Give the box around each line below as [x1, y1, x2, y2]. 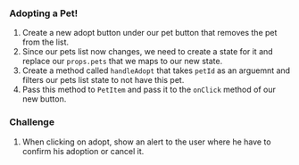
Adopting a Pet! [9, 7, 79, 20]
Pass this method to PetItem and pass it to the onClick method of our [21, 84, 277, 95]
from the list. [21, 37, 70, 47]
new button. [21, 94, 67, 104]
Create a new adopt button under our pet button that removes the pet [21, 28, 278, 38]
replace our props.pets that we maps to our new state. [21, 56, 223, 67]
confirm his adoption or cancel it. [21, 145, 145, 156]
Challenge [9, 116, 55, 128]
